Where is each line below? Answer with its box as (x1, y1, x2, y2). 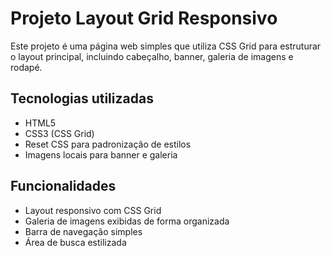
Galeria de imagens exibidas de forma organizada (24, 215, 230, 227)
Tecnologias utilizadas (10, 90, 154, 107)
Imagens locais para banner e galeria (24, 148, 178, 161)
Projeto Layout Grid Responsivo (10, 7, 278, 30)
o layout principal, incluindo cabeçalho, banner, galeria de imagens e (10, 50, 294, 62)
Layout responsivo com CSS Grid (24, 204, 162, 216)
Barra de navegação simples (24, 225, 143, 237)
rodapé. (10, 61, 43, 73)
